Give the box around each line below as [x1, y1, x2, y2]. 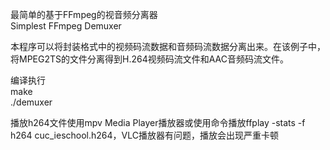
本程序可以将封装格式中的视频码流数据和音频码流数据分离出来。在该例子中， [10, 41, 326, 52]
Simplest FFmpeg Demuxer [10, 20, 122, 32]
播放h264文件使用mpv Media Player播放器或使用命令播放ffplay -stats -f [10, 117, 306, 128]
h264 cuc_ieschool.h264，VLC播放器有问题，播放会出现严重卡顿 [10, 129, 279, 141]
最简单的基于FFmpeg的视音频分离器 [10, 9, 158, 20]
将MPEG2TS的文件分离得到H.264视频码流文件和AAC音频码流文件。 [10, 53, 289, 65]
